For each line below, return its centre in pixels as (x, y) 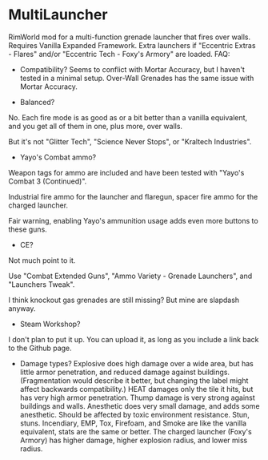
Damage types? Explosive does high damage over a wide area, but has (136, 363)
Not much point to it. (42, 260)
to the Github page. (40, 348)
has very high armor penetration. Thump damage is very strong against (138, 397)
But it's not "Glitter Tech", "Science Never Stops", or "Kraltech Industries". (130, 141)
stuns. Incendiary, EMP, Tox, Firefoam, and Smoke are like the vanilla (133, 423)
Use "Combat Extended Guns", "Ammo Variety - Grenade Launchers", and (130, 276)
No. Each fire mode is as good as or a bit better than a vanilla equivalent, (128, 117)
